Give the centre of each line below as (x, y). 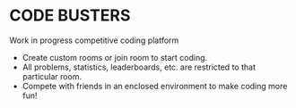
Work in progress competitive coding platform (94, 40)
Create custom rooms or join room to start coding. (115, 57)
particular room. (52, 76)
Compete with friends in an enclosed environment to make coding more (155, 86)
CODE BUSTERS (70, 16)
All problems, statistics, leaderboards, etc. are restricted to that (139, 67)
